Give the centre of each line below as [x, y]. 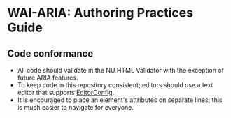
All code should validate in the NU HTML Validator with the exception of [121, 70]
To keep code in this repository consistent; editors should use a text [115, 85]
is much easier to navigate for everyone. [76, 107]
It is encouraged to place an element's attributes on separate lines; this [120, 100]
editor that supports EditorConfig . [66, 93]
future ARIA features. [48, 78]
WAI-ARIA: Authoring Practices [100, 13]
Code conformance [50, 53]
